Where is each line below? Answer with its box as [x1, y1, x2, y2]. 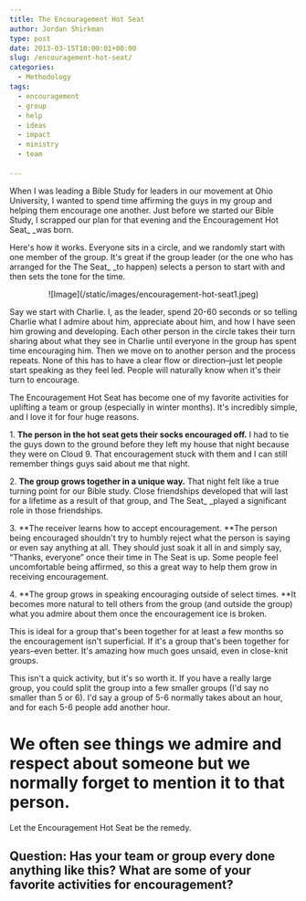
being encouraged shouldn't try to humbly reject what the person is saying [9, 532, 290, 543]
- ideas [17, 120, 47, 130]
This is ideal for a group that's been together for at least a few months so [9, 625, 284, 636]
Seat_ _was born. [9, 224, 74, 235]
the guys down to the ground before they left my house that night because [9, 438, 290, 449]
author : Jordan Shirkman [9, 24, 104, 34]
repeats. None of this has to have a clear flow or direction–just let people [9, 354, 283, 365]
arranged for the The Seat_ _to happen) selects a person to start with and [9, 261, 286, 272]
